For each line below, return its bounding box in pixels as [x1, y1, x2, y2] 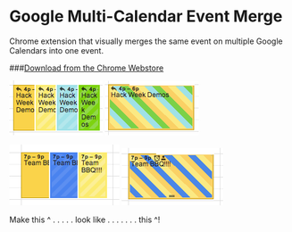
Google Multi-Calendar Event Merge [9, 6, 283, 27]
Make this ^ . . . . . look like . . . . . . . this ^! [9, 214, 161, 225]
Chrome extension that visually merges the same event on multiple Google [9, 36, 283, 46]
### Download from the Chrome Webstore [9, 62, 164, 73]
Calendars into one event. [9, 45, 104, 55]
